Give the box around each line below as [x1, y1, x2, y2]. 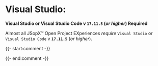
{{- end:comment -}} [5, 55, 49, 61]
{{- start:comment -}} [5, 45, 50, 51]
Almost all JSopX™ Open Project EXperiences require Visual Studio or [5, 30, 153, 36]
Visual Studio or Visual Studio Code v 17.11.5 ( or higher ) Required [5, 20, 148, 26]
